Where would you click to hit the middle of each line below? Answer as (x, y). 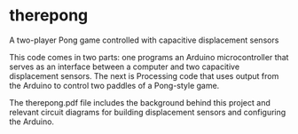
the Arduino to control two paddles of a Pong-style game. (114, 85)
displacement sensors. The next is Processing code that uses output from (144, 75)
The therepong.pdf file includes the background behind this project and (140, 102)
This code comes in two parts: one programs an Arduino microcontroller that (149, 57)
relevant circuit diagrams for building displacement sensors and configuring (148, 112)
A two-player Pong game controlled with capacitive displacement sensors (144, 40)
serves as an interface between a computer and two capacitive (125, 67)
